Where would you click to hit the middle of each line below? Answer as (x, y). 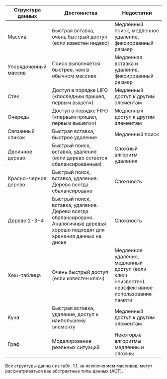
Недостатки (137, 13)
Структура (27, 10)
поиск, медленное (137, 31)
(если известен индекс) (81, 43)
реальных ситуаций (76, 347)
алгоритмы (128, 341)
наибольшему (69, 321)
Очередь (18, 117)
